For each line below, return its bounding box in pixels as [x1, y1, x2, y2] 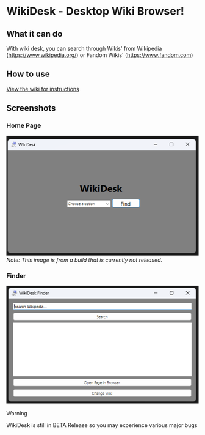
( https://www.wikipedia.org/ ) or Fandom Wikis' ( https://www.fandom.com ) [6, 51, 193, 59]
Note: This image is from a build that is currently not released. [6, 256, 163, 264]
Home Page [6, 121, 41, 130]
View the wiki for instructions [6, 85, 79, 92]
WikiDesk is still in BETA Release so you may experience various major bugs [6, 422, 198, 429]
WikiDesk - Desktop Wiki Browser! [6, 4, 185, 18]
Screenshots [6, 103, 56, 114]
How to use [6, 69, 50, 80]
